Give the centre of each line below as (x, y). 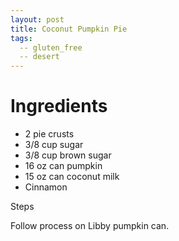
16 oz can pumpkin (63, 166)
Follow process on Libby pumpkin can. (90, 226)
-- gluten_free (51, 47)
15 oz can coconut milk (72, 177)
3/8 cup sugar (54, 145)
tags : (21, 38)
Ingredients (59, 106)
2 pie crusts (49, 134)
